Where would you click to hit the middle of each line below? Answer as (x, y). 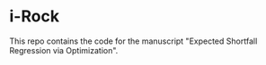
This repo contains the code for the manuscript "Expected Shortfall (133, 41)
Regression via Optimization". (64, 50)
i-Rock (35, 16)
